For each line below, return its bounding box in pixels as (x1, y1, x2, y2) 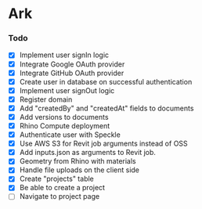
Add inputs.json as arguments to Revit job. (19, 148, 157, 157)
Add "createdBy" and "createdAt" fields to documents (19, 103, 194, 113)
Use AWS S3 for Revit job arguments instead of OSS (19, 139, 188, 149)
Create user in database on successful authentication (19, 77, 193, 86)
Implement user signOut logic (19, 85, 115, 95)
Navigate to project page (19, 192, 100, 201)
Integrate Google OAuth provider (19, 59, 125, 69)
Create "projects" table (19, 174, 94, 184)
